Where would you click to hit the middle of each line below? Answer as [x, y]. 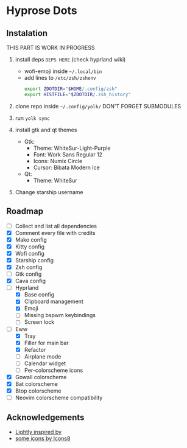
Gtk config [28, 274]
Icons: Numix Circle [58, 161]
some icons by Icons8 [43, 438]
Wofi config [30, 253]
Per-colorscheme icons [54, 370]
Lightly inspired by [38, 432]
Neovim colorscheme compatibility [59, 398]
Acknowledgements [45, 417]
